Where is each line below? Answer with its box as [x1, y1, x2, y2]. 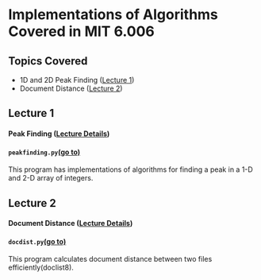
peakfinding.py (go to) [8, 147, 81, 157]
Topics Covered [8, 54, 88, 68]
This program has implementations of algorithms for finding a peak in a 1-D [8, 165, 254, 174]
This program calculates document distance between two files [8, 255, 213, 264]
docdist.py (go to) [8, 236, 67, 246]
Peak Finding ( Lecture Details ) [8, 129, 110, 138]
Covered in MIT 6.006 [8, 22, 155, 41]
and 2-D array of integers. [8, 173, 94, 183]
